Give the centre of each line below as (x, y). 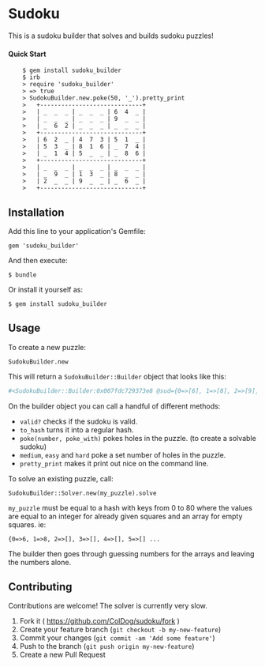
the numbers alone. (40, 562)
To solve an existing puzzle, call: (61, 478)
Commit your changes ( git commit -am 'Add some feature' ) (117, 638)
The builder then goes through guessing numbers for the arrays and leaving (131, 553)
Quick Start (27, 54)
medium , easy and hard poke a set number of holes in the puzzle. (123, 454)
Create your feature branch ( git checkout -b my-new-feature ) (120, 630)
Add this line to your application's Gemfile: (77, 231)
